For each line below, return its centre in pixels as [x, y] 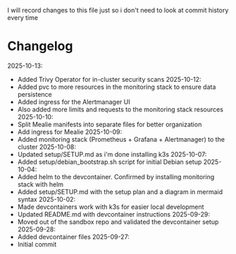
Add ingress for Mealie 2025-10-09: [69, 132]
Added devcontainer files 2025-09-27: [74, 236]
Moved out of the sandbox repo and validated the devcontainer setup [118, 222]
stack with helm [41, 184]
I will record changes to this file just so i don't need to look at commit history [118, 10]
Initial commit [37, 244]
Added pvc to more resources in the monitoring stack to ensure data [117, 87]
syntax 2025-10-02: [46, 199]
